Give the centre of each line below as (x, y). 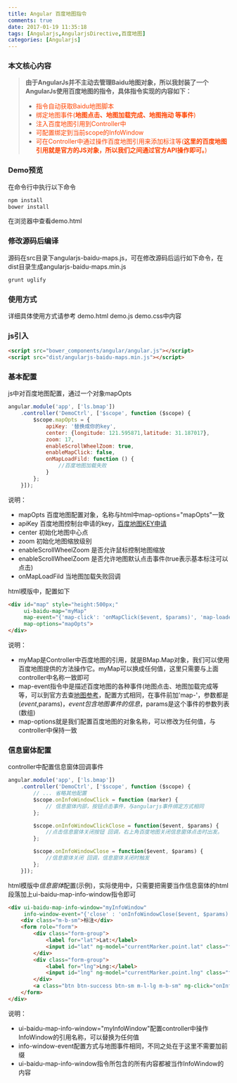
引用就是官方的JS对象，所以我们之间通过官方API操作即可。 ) (121, 150)
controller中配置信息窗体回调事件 (56, 767)
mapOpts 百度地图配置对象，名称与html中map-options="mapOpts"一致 (121, 514)
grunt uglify (27, 280)
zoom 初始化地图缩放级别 (55, 541)
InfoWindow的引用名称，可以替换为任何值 (78, 1037)
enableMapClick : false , (80, 452)
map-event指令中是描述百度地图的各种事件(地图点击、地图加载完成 (115, 686)
